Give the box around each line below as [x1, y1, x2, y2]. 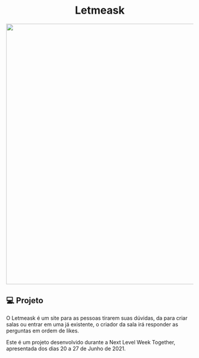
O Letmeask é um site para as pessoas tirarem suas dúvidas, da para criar [6, 314, 188, 322]
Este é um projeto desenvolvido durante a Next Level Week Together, [6, 338, 176, 345]
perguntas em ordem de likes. [6, 327, 79, 334]
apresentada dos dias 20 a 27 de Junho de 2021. [6, 345, 126, 352]
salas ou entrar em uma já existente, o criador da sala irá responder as [6, 320, 178, 328]
